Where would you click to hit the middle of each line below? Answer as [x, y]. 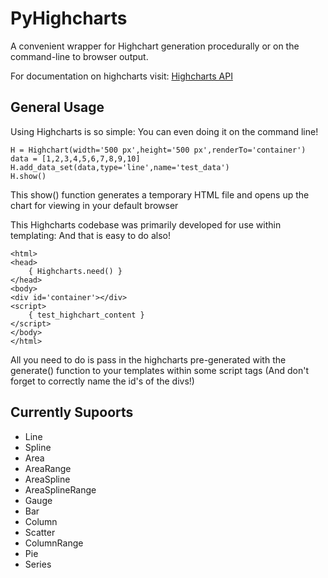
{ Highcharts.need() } [75, 271]
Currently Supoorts [72, 412]
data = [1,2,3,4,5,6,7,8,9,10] [75, 158]
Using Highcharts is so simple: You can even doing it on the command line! [164, 131]
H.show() [28, 176]
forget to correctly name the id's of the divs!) [102, 381]
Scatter [40, 532]
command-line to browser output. [79, 56]
